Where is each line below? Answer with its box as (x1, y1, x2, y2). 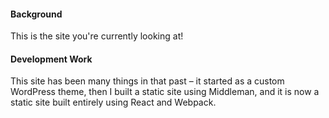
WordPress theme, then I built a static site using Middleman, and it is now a (10, 86, 320, 98)
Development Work (10, 53, 93, 65)
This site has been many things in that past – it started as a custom (10, 75, 285, 87)
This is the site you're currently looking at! (10, 30, 184, 42)
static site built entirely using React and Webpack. (10, 96, 217, 109)
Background (10, 8, 63, 20)
